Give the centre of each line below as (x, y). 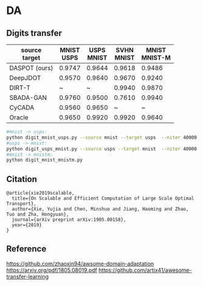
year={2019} (27, 225)
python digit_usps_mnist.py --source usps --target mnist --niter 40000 (102, 149)
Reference (26, 249)
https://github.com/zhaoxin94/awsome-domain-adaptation (80, 263)
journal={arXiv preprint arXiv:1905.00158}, (69, 220)
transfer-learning (28, 276)
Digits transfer (34, 33)
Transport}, (21, 204)
